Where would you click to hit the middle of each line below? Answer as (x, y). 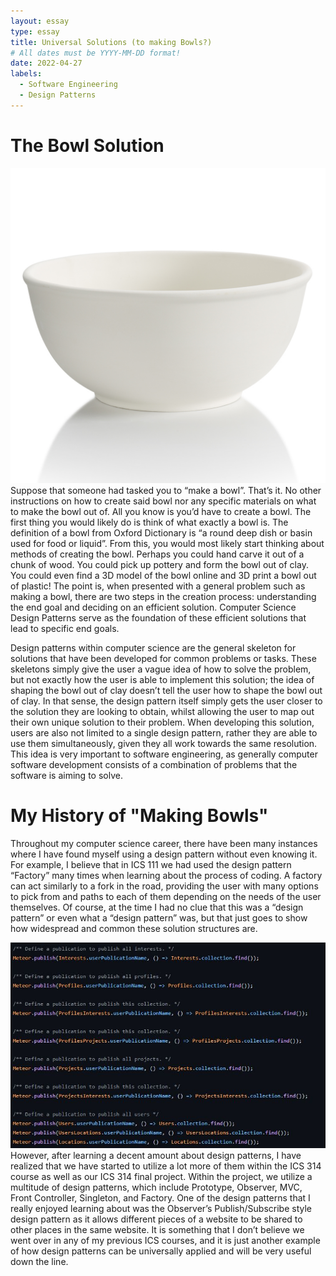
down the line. (39, 1262)
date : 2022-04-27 (46, 63)
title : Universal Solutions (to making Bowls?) (111, 42)
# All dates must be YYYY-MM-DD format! (96, 53)
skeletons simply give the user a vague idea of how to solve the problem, (161, 669)
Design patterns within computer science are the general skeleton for (153, 647)
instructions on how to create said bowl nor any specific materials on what (163, 501)
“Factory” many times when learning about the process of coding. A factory (166, 875)
